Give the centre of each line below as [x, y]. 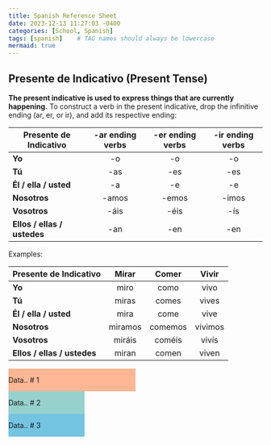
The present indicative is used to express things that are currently [121, 98]
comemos [168, 326]
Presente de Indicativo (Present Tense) [108, 79]
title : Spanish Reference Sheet [63, 16]
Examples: [25, 254]
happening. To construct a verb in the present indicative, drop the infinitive [133, 106]
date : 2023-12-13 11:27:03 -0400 [65, 23]
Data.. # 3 [25, 425]
